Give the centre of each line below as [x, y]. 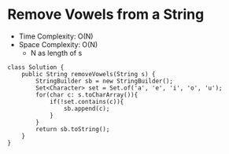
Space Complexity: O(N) [58, 44]
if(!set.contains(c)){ [87, 101]
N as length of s [56, 53]
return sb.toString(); [73, 129]
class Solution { [36, 67]
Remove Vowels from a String [106, 15]
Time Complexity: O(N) [56, 36]
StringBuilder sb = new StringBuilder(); [105, 81]
